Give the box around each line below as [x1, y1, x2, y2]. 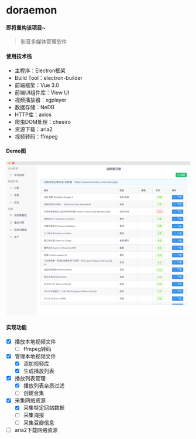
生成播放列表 [23, 367, 54, 374]
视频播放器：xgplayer [14, 96, 67, 103]
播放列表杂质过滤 [23, 382, 65, 389]
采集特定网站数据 [23, 404, 65, 411]
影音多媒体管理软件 [20, 38, 67, 45]
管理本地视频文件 [14, 353, 56, 360]
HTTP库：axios [14, 111, 51, 118]
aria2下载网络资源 [14, 426, 58, 433]
